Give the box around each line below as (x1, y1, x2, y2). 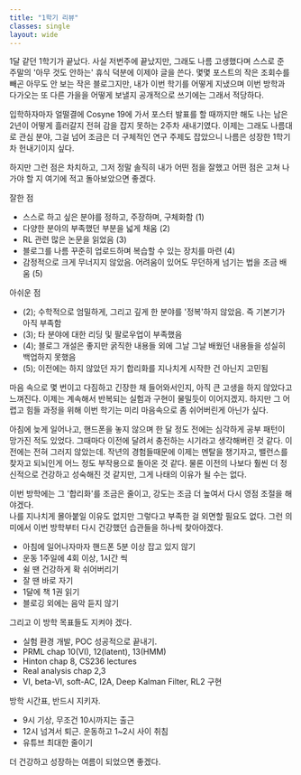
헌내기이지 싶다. (18, 143, 75, 154)
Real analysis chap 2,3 (22, 666, 106, 677)
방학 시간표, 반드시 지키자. (9, 696, 101, 706)
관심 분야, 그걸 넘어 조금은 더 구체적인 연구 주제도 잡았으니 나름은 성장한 (18, 132, 271, 143)
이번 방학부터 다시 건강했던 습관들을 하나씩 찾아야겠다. (32, 522, 223, 533)
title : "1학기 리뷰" (9, 13, 79, 23)
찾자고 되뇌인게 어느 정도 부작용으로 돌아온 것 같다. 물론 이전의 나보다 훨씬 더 (9, 458, 278, 469)
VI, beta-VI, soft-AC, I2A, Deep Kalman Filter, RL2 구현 (22, 677, 223, 687)
